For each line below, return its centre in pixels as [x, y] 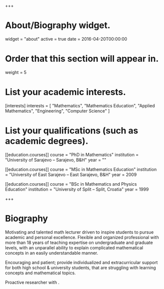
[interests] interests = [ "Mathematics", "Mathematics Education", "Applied [80, 105]
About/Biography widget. [58, 25]
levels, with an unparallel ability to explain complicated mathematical [74, 247]
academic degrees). [47, 141]
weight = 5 [16, 72]
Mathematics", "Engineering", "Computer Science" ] [58, 111]
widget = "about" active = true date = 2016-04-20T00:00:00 [66, 39]
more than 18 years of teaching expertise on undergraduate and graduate [79, 242]
